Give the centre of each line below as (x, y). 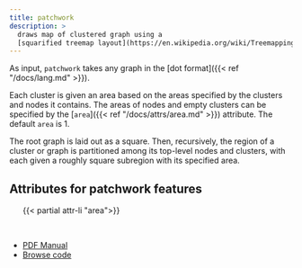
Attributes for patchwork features (106, 188)
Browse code (47, 255)
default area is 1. (40, 124)
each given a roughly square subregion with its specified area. (124, 161)
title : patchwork (42, 18)
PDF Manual (45, 246)
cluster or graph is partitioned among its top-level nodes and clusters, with (147, 151)
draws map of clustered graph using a (90, 34)
